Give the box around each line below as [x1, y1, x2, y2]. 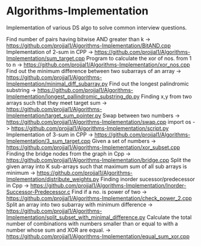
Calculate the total [146, 214, 192, 221]
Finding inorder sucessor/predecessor [100, 175, 195, 183]
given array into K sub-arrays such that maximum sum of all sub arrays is [6, 163, 187, 170]
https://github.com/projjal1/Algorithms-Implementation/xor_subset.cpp [6, 144, 181, 151]
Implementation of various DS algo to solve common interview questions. [6, 24, 187, 31]
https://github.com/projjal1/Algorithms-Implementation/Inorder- [30, 181, 187, 189]
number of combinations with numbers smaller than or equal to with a [6, 220, 178, 227]
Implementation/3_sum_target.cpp [6, 137, 91, 144]
